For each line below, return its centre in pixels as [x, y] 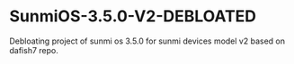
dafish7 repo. [34, 50]
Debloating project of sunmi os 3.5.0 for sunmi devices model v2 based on [147, 41]
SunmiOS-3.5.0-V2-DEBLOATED [133, 16]
